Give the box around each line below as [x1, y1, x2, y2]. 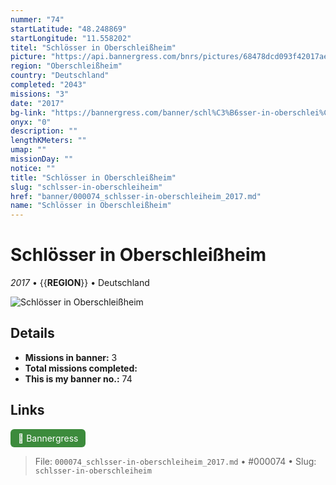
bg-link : [10, 107, 47, 118]
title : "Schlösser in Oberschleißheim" [10, 172, 177, 183]
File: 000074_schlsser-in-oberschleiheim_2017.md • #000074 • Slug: [34, 455, 317, 467]
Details [10, 325, 55, 342]
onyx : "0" [10, 117, 52, 127]
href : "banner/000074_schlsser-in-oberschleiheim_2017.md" [10, 191, 262, 201]
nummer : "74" [10, 14, 65, 25]
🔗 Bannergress [18, 432, 79, 444]
